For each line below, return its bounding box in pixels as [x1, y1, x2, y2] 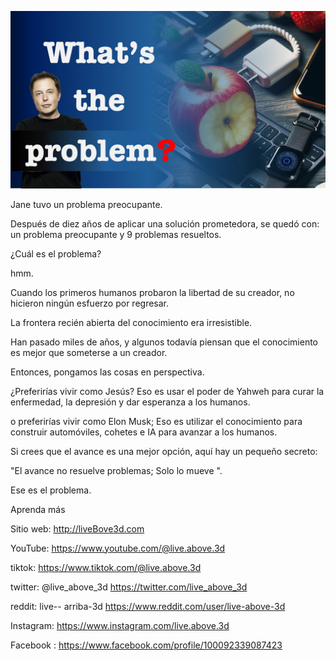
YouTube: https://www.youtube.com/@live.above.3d [10, 542, 226, 554]
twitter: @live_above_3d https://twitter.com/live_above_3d [10, 581, 248, 593]
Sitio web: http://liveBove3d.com [10, 522, 145, 535]
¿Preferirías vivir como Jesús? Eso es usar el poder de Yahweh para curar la [10, 385, 325, 397]
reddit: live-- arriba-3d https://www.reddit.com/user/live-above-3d [10, 600, 286, 612]
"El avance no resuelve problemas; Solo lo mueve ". [10, 464, 223, 476]
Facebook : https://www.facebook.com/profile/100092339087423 [10, 639, 283, 651]
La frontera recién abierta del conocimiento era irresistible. [10, 316, 253, 328]
